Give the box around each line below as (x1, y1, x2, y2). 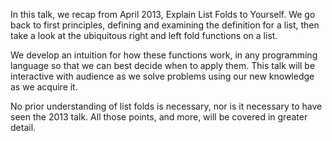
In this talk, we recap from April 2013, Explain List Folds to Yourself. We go (10, 9, 316, 20)
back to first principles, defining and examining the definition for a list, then (10, 19, 320, 31)
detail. (10, 122, 37, 133)
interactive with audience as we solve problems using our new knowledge (10, 70, 315, 82)
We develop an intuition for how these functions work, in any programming (10, 49, 318, 61)
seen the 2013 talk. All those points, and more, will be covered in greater (10, 111, 308, 123)
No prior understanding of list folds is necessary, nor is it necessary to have (10, 100, 323, 112)
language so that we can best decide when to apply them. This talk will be (10, 60, 316, 71)
